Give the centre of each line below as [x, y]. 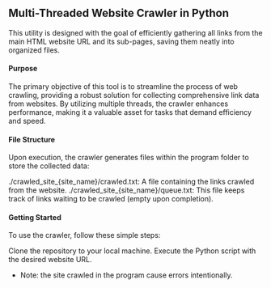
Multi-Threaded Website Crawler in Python [119, 13]
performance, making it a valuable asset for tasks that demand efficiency [130, 112]
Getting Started [35, 217]
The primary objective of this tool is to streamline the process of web [123, 87]
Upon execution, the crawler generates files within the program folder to [129, 158]
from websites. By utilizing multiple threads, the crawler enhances [119, 104]
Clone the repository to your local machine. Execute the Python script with [132, 251]
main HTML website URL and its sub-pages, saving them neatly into [121, 41]
